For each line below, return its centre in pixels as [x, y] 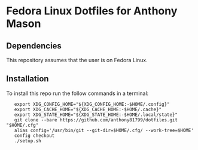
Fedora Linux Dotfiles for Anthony [92, 11]
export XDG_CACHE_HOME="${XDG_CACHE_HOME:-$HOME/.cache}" [88, 109]
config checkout [34, 136]
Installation [28, 79]
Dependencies [34, 46]
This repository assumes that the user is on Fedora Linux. [77, 60]
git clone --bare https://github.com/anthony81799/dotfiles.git [96, 120]
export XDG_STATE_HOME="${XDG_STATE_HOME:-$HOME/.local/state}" [96, 115]
